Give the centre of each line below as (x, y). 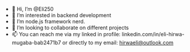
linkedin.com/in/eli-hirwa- (153, 34)
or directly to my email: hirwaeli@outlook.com (118, 43)
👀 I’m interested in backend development (61, 15)
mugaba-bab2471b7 (36, 43)
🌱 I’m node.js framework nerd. (48, 21)
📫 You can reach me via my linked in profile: (66, 34)
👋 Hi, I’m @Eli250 (33, 9)
